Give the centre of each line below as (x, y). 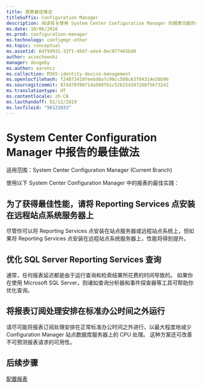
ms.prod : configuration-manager (47, 35)
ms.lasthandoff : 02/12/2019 (42, 102)
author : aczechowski (32, 57)
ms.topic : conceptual (34, 46)
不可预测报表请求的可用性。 (41, 342)
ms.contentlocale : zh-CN (37, 96)
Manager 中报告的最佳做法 (73, 152)
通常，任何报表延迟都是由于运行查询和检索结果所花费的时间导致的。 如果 (97, 275)
